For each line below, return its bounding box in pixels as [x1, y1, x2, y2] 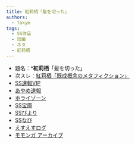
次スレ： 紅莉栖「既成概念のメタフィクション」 [14, 72, 130, 79]
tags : [6, 25, 20, 32]
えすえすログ [14, 124, 46, 131]
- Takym [11, 20, 31, 26]
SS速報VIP [14, 79, 41, 86]
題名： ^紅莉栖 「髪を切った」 [14, 64, 86, 71]
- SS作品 [11, 31, 32, 37]
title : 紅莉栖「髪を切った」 [6, 8, 70, 15]
